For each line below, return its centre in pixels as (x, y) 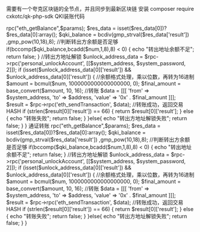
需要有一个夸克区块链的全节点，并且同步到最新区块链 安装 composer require (100, 9)
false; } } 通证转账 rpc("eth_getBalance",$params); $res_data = (84, 126)
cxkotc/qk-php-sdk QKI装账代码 (45, 16)
